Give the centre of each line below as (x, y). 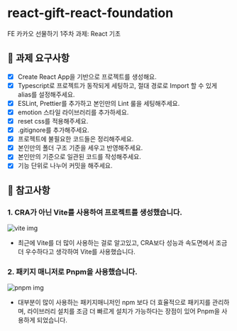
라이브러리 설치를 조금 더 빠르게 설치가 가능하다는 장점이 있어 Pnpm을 (123, 311)
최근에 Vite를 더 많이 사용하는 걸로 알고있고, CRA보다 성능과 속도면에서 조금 (122, 243)
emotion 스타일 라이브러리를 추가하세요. (73, 112)
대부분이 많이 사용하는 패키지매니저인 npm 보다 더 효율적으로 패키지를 (114, 303)
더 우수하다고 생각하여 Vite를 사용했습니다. (77, 252)
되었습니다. (52, 320)
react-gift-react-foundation (90, 13)
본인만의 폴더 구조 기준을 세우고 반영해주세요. (80, 148)
